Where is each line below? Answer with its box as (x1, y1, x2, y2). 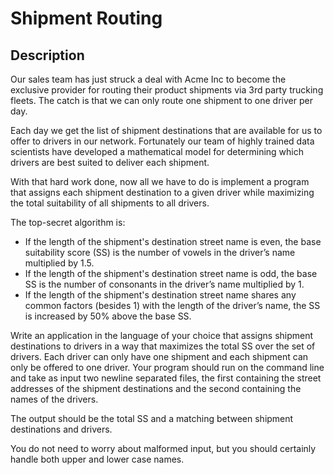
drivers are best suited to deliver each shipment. (10, 157, 210, 168)
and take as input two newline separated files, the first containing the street (10, 372, 322, 384)
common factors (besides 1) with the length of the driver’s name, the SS (24, 300, 321, 311)
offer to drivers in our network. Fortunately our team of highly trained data (10, 135, 315, 147)
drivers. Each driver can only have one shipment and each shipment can (10, 351, 309, 362)
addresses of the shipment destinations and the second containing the (10, 383, 302, 394)
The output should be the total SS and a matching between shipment (10, 413, 294, 424)
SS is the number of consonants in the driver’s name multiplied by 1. (24, 278, 305, 290)
